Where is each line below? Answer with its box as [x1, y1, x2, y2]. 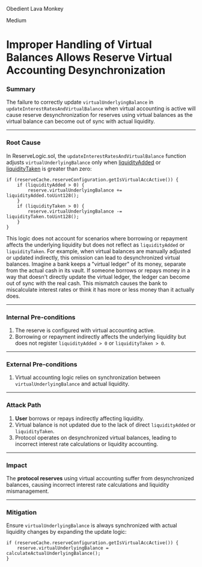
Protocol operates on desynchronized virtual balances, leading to [14, 434, 177, 441]
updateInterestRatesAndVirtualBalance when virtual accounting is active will [6, 105, 196, 112]
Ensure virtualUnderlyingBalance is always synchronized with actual [6, 522, 177, 529]
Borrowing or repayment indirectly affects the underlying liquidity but [14, 333, 186, 340]
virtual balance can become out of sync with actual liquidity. [6, 117, 155, 125]
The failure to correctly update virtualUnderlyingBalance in [6, 99, 154, 106]
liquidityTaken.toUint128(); [6, 213, 79, 219]
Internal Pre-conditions [6, 313, 76, 321]
